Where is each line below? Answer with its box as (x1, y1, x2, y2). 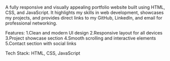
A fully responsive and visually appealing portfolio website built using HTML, (5, 4, 165, 10)
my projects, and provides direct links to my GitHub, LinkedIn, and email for (5, 15, 162, 20)
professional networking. (5, 20, 57, 26)
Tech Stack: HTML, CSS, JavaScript (5, 50, 80, 56)
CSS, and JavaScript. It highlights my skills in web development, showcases (5, 9, 164, 15)
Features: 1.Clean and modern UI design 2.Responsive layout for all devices (5, 30, 163, 35)
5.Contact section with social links (5, 40, 77, 46)
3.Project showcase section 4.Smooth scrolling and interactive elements (5, 35, 156, 41)
